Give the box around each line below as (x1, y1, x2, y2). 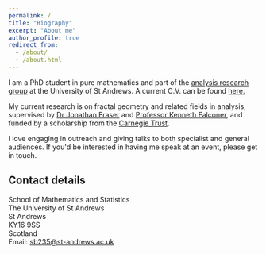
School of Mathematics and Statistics (8, 194, 130, 204)
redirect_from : (8, 41, 59, 49)
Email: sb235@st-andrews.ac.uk (8, 237, 114, 246)
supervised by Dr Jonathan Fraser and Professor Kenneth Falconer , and (8, 110, 243, 119)
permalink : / (8, 11, 52, 20)
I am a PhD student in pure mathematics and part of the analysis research (8, 77, 249, 87)
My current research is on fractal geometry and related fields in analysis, (8, 101, 246, 111)
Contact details (8, 174, 86, 187)
